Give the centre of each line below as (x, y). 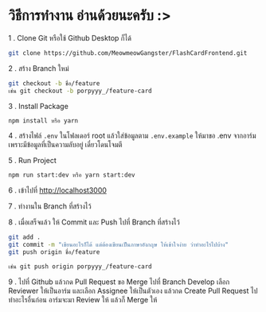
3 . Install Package (39, 106)
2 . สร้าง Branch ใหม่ (39, 68)
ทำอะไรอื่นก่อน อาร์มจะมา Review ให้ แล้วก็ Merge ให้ (83, 299)
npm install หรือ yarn (43, 121)
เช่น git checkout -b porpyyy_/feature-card (80, 91)
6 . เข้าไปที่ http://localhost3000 (58, 190)
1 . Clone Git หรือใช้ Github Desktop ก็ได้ (70, 37)
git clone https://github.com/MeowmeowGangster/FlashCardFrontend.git (128, 53)
